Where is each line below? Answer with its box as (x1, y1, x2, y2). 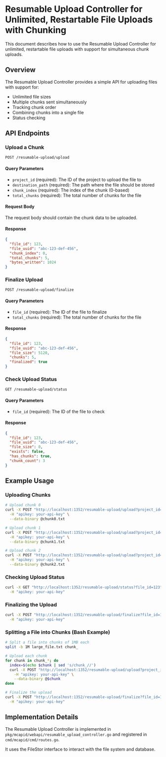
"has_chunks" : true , (9, 454, 52, 459)
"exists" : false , (9, 449, 45, 454)
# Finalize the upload (5, 690, 52, 695)
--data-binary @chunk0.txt (9, 517, 65, 521)
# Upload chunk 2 (5, 548, 41, 553)
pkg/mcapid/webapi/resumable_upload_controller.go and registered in (5, 731, 147, 737)
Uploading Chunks (5, 491, 51, 498)
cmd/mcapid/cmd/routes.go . (5, 736, 60, 743)
